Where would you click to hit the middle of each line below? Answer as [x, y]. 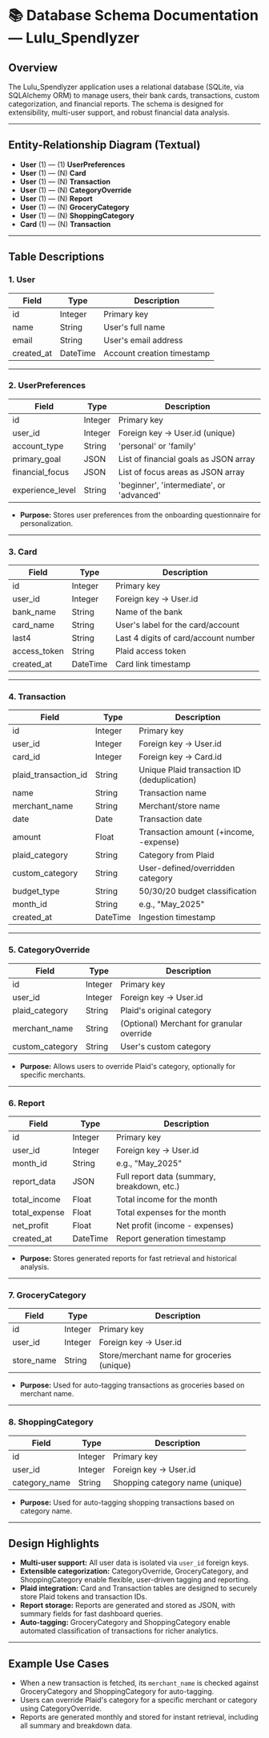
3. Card [23, 552]
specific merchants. [52, 1075]
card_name [33, 625]
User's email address [143, 340]
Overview [33, 68]
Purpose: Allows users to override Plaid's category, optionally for [128, 1066]
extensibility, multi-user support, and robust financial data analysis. [119, 112]
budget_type [36, 891]
